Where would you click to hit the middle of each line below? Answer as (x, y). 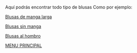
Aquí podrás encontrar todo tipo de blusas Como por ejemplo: (69, 7)
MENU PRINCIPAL (24, 46)
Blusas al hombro (23, 36)
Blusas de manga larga (29, 17)
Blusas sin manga (23, 26)
